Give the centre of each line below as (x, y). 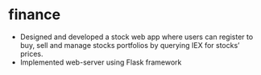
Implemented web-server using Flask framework (101, 62)
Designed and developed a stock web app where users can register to (137, 37)
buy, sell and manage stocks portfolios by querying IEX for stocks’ (130, 45)
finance (35, 15)
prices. (31, 53)
